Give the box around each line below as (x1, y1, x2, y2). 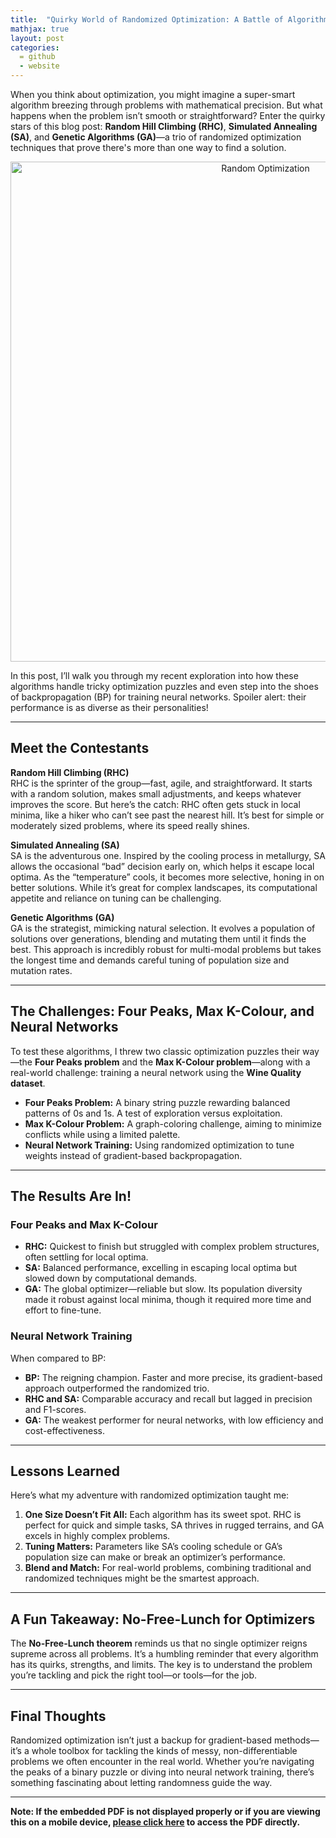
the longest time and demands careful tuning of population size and (10, 954, 290, 966)
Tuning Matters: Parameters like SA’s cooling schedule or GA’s (24, 1541, 283, 1553)
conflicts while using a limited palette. (24, 1128, 181, 1140)
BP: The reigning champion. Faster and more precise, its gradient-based (24, 1371, 323, 1383)
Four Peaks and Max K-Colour (10, 1217, 158, 1231)
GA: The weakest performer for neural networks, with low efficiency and (24, 1414, 324, 1426)
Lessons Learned (10, 1463, 120, 1480)
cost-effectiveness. (24, 1424, 106, 1436)
